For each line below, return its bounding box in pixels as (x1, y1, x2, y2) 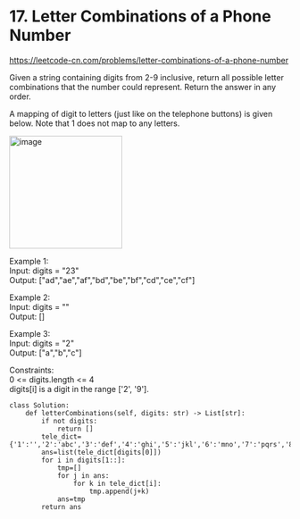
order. (9, 91, 31, 102)
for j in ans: (56, 471, 110, 480)
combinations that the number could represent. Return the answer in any (9, 81, 277, 92)
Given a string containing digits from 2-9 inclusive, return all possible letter (9, 71, 284, 82)
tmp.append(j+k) (88, 487, 150, 496)
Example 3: (9, 328, 51, 339)
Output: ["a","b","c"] (9, 347, 82, 358)
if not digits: (41, 416, 98, 425)
